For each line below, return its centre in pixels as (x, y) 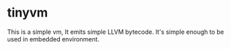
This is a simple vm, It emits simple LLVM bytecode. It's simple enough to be (115, 32)
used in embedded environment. (53, 39)
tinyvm (28, 13)
